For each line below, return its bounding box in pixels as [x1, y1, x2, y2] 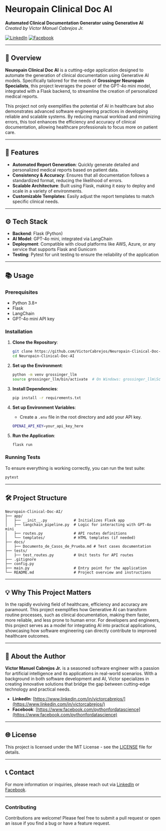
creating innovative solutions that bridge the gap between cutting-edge [5, 681, 151, 687]
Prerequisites [5, 289, 38, 296]
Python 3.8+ [12, 300, 38, 306]
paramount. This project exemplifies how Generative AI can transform [5, 607, 147, 613]
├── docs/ [5, 540, 26, 545]
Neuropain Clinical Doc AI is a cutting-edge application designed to [5, 67, 144, 73]
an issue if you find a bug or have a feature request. [5, 820, 111, 827]
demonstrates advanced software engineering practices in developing [5, 108, 148, 114]
